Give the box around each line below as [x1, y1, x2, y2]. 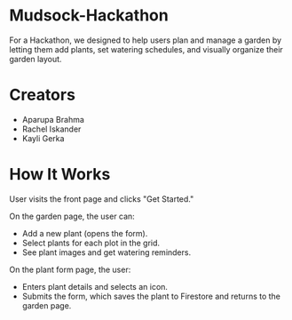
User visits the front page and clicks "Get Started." [9, 193, 194, 204]
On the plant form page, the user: [9, 264, 131, 275]
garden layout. [9, 53, 62, 64]
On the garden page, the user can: [9, 211, 135, 221]
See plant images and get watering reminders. [21, 246, 192, 258]
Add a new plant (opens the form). [21, 228, 148, 238]
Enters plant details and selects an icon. [21, 281, 169, 292]
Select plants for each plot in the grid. [21, 237, 161, 248]
